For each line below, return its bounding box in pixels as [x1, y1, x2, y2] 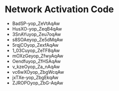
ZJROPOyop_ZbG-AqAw [12, 80, 64, 86]
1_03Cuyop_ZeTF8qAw [12, 47, 60, 53]
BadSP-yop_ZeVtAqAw [12, 20, 60, 26]
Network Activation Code [5, 4, 114, 15]
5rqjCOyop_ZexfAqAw [12, 42, 59, 48]
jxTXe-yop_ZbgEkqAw [12, 74, 59, 80]
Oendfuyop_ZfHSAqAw [12, 58, 61, 64]
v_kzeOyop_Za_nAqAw [12, 64, 60, 70]
